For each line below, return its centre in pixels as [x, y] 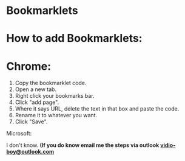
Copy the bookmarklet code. [51, 83]
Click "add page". [37, 102]
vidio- [168, 145]
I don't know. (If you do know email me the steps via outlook [83, 145]
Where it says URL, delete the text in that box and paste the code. [97, 109]
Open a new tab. [35, 89]
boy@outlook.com [30, 152]
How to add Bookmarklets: [74, 39]
